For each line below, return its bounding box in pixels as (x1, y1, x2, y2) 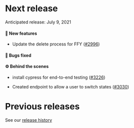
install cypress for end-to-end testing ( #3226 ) (12, 74, 106, 80)
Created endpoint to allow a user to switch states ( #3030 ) (12, 84, 129, 89)
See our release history (5, 117, 53, 123)
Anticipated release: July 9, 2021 (5, 19, 71, 25)
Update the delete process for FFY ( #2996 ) (12, 41, 100, 47)
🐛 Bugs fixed (5, 52, 31, 58)
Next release (5, 3, 58, 14)
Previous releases (5, 101, 80, 112)
